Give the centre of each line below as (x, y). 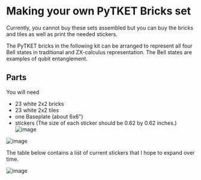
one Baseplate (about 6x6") (49, 116)
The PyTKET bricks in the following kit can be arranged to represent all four (100, 46)
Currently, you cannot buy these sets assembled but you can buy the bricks (100, 28)
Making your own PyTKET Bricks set (99, 11)
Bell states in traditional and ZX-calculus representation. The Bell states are (99, 52)
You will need (23, 92)
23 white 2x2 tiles (37, 110)
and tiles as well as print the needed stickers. (62, 34)
